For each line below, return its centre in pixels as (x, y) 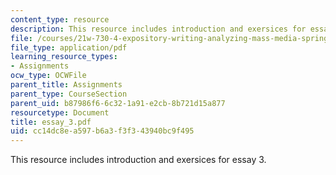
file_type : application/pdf (69, 47)
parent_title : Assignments (66, 85)
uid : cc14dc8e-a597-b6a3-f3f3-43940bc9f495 (102, 131)
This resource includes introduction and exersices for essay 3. (138, 160)
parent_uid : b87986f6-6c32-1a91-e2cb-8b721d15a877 (118, 103)
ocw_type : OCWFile (48, 76)
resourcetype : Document (60, 112)
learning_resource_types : (64, 57)
